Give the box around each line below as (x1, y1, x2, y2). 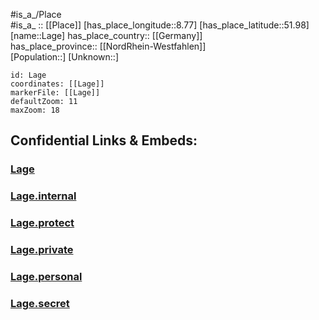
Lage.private (10, 243, 74, 257)
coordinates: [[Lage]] (10, 79, 105, 89)
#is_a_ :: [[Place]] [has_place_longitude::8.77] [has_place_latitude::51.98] (10, 19, 310, 31)
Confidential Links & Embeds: (10, 132, 198, 149)
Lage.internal (10, 189, 77, 203)
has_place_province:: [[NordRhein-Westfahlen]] (10, 40, 207, 52)
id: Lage (10, 70, 47, 80)
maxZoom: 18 (10, 105, 60, 115)
